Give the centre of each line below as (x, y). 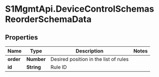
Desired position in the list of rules (90, 59)
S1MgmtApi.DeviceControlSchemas (79, 9)
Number (36, 59)
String (34, 67)
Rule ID (59, 67)
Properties (22, 37)
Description (90, 51)
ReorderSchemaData (48, 19)
